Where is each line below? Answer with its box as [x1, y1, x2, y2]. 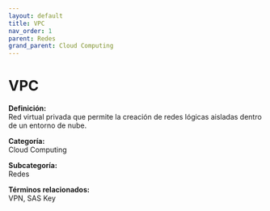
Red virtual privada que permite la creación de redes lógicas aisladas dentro [8, 112, 263, 122]
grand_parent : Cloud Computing [8, 42, 114, 50]
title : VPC [8, 19, 45, 27]
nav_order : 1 [8, 27, 53, 35]
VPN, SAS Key [8, 193, 57, 203]
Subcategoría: [8, 161, 58, 171]
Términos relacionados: [8, 185, 91, 195]
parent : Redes [8, 34, 57, 43]
